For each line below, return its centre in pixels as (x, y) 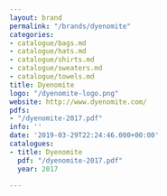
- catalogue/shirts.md (52, 60)
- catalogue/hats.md (48, 51)
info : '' (26, 127)
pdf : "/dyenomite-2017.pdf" (70, 160)
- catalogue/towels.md (52, 77)
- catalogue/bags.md (48, 43)
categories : (32, 34)
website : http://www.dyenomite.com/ (78, 102)
